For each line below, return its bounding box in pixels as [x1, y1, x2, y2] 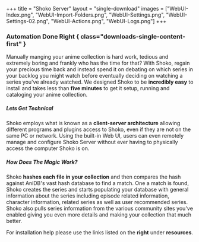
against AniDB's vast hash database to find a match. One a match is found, [6, 180, 189, 187]
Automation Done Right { [6, 32, 80, 40]
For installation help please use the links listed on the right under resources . [6, 229, 194, 236]
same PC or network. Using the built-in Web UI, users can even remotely [6, 132, 184, 139]
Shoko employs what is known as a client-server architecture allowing [6, 120, 181, 127]
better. [6, 218, 23, 225]
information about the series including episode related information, [6, 192, 169, 199]
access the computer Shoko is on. [6, 145, 90, 152]
